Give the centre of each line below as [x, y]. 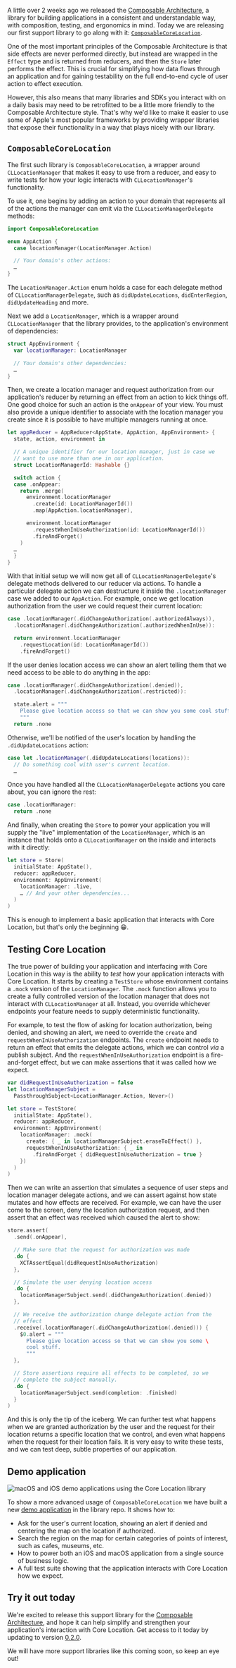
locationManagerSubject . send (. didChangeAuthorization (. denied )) [116, 1295]
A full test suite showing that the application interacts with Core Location [123, 1569]
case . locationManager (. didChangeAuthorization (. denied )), [96, 685]
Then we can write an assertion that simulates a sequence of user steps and [118, 1188]
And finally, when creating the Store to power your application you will [109, 825]
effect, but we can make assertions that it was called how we [128, 1062]
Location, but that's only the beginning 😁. [68, 927]
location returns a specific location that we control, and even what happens [116, 1435]
